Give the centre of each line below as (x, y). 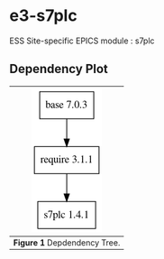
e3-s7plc (44, 16)
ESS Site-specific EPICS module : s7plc (82, 41)
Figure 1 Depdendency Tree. (67, 242)
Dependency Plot (59, 69)
